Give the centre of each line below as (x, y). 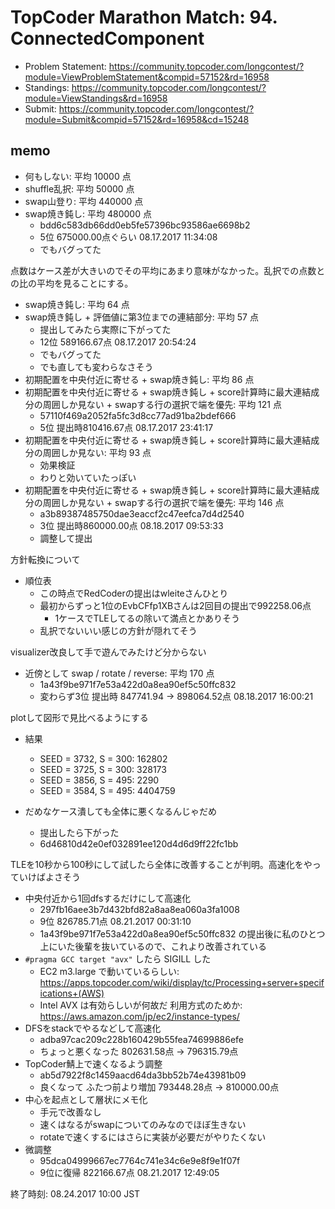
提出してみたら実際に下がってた (105, 329)
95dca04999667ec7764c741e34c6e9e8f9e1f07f (140, 1160)
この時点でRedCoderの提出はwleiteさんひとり (134, 593)
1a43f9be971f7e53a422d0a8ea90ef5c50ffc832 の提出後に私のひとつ (182, 933)
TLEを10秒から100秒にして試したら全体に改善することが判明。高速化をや (161, 864)
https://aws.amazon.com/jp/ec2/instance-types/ (139, 1016)
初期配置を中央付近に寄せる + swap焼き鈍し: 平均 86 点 (139, 379)
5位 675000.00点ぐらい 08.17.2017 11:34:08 (128, 237)
